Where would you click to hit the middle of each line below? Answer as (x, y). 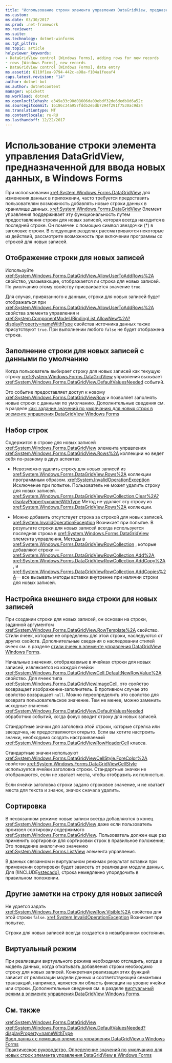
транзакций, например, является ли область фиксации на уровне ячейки (85, 983)
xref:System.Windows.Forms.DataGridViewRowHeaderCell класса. (76, 743)
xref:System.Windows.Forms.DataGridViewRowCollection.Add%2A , (84, 555)
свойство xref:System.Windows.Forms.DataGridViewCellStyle (71, 763)
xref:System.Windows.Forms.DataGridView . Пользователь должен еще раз (86, 835)
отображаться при (26, 302)
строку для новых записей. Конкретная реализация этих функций (78, 972)
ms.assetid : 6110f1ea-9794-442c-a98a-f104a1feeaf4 (60, 72)
